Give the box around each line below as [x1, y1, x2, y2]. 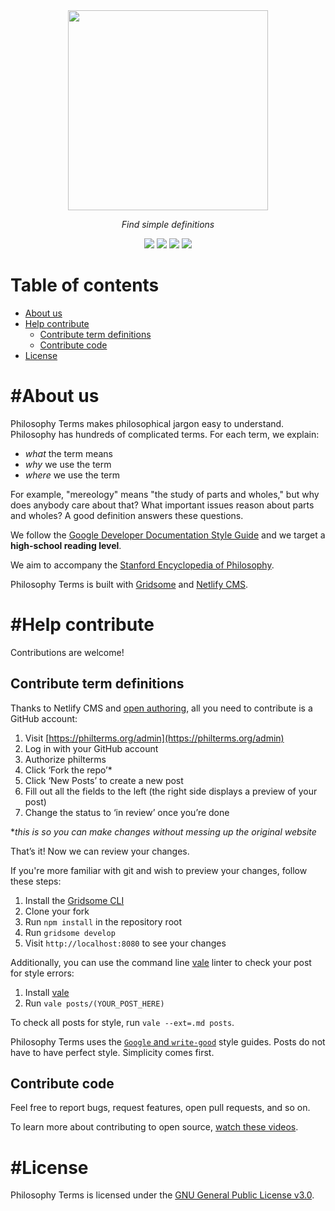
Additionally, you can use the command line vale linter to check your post [10, 956, 312, 968]
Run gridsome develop [24, 926, 116, 938]
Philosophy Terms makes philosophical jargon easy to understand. [10, 417, 285, 429]
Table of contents [10, 274, 160, 297]
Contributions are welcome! [10, 646, 125, 658]
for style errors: [10, 967, 75, 979]
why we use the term [24, 458, 112, 470]
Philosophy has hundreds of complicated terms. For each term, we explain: [10, 428, 320, 440]
